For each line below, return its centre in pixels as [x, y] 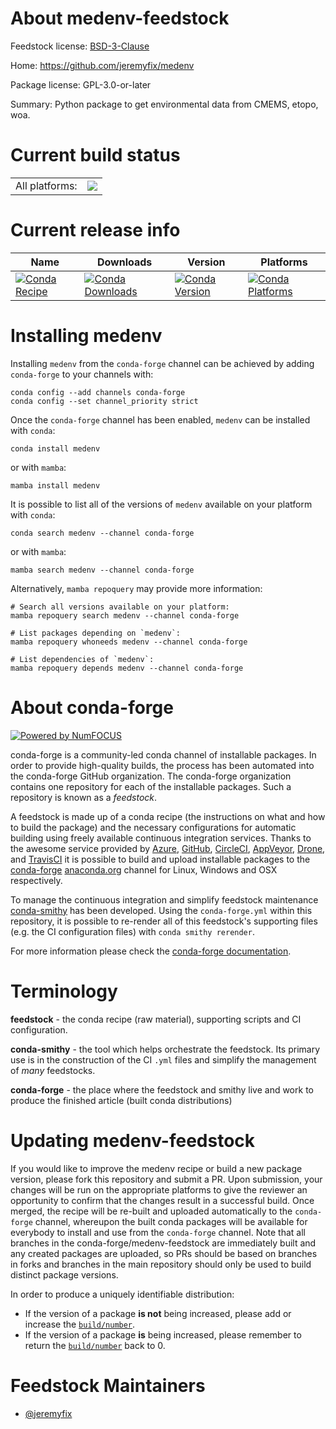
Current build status [95, 155]
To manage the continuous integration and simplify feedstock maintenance [164, 899]
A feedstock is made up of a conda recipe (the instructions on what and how [168, 816]
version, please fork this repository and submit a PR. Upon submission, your [166, 1179]
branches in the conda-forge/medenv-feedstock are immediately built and [163, 1243]
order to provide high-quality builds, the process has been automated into [162, 765]
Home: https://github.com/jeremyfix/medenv [102, 65]
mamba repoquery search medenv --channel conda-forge [125, 615]
